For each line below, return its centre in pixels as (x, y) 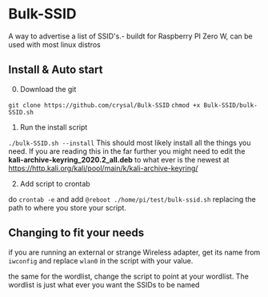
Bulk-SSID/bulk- (230, 105)
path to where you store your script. (67, 207)
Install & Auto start (56, 70)
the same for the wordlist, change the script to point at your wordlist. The (129, 276)
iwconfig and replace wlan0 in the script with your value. (101, 260)
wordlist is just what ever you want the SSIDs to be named (104, 284)
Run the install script (54, 127)
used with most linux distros (55, 44)
